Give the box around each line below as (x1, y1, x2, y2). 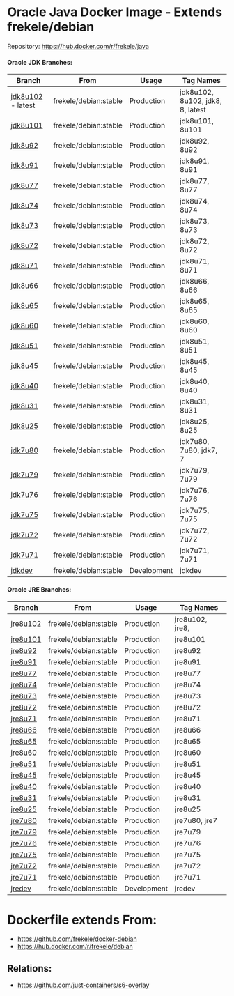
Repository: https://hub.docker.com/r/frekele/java (7, 42, 150, 50)
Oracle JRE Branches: (7, 585, 72, 593)
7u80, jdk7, (180, 445, 218, 455)
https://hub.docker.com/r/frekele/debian (17, 942, 134, 951)
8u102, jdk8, (180, 96, 222, 106)
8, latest (180, 105, 207, 115)
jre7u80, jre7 (174, 816, 218, 826)
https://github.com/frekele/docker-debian (17, 935, 137, 943)
